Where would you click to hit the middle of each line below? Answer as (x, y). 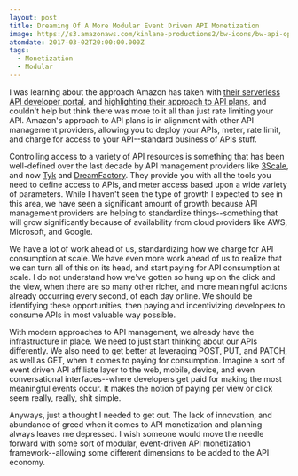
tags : (19, 51)
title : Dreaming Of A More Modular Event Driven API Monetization (134, 26)
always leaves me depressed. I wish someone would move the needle (137, 433)
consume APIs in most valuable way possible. (93, 315)
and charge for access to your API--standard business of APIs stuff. (133, 139)
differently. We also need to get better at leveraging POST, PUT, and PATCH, (149, 350)
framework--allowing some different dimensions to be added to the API (139, 452)
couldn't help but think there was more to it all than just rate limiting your (141, 111)
